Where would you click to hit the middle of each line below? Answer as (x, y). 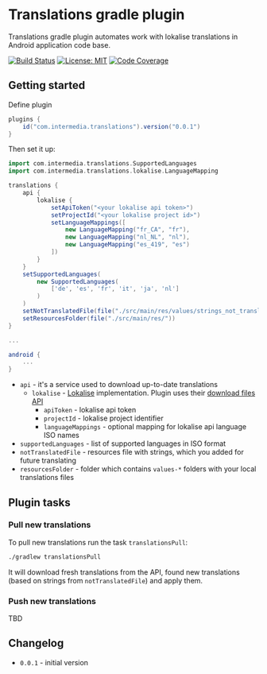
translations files (46, 478)
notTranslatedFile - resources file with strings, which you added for (132, 452)
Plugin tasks (40, 502)
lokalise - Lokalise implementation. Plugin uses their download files (143, 393)
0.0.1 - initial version (54, 662)
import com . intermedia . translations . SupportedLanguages (103, 164)
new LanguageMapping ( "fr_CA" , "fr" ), (128, 230)
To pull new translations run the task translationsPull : (98, 542)
